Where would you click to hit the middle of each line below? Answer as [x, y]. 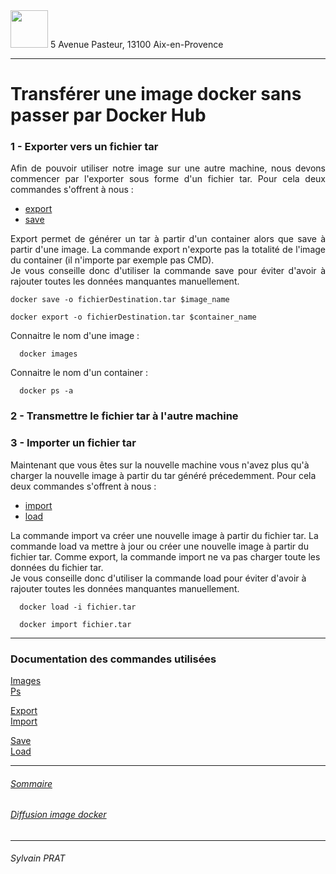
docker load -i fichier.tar [78, 607]
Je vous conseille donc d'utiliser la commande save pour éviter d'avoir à [168, 271]
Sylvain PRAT [38, 858]
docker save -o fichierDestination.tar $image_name [120, 300]
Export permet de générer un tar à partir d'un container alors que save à [168, 239]
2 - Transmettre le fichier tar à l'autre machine [124, 416]
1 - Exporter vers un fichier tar [84, 147]
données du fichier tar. [57, 567]
